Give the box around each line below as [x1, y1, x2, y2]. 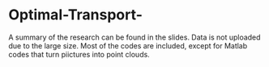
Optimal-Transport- [8, 6, 143, 24]
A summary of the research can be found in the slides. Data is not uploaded [8, 32, 261, 42]
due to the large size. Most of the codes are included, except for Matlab [8, 40, 248, 50]
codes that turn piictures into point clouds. [8, 49, 150, 59]
